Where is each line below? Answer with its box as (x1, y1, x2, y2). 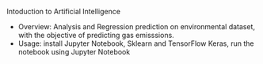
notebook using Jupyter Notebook (17, 47, 131, 56)
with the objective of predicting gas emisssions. (17, 31, 174, 40)
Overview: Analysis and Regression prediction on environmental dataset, (17, 22, 256, 31)
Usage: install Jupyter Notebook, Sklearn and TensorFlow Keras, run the (17, 39, 254, 48)
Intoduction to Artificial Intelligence (6, 7, 121, 16)
